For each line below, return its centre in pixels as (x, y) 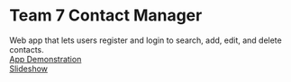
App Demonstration (45, 59)
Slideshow (28, 69)
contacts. (27, 49)
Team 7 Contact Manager (106, 16)
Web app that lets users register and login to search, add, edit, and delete (145, 40)
